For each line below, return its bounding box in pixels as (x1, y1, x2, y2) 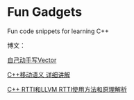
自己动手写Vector (7, 56, 57, 64)
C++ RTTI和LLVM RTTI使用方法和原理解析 (7, 85, 127, 93)
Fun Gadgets (7, 4, 83, 20)
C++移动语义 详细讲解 (7, 70, 71, 79)
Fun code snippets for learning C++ (7, 27, 110, 35)
